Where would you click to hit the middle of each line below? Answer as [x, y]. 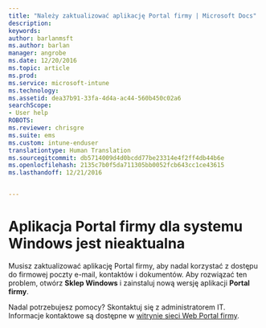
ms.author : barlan [39, 46]
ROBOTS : [21, 121]
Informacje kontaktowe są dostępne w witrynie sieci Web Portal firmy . [124, 315]
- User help [28, 113]
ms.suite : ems [32, 135]
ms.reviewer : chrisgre [46, 128]
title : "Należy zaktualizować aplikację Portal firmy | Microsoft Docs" [133, 16]
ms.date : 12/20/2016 [43, 61]
